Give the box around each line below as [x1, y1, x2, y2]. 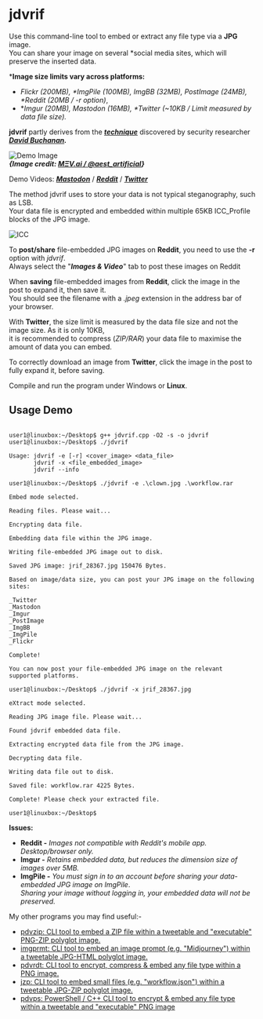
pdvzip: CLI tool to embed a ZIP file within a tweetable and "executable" [20, 926, 253, 936]
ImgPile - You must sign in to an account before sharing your [20, 871, 218, 881]
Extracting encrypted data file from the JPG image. [9, 740, 185, 748]
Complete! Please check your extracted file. [9, 795, 160, 803]
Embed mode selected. [9, 493, 80, 501]
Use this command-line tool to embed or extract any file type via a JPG [9, 31, 238, 41]
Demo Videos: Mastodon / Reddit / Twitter [9, 174, 148, 184]
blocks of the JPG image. [9, 214, 91, 224]
